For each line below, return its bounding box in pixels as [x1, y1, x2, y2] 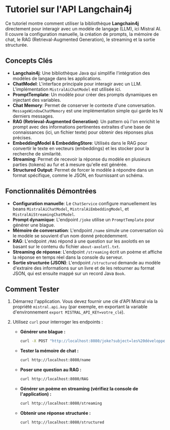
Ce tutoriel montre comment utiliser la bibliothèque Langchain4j [5, 20, 139, 26]
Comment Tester [5, 285, 60, 293]
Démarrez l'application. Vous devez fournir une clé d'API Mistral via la [12, 298, 158, 304]
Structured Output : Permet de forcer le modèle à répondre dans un [12, 167, 154, 173]
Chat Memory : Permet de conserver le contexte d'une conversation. [12, 102, 156, 108]
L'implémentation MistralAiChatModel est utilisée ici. [12, 86, 121, 92]
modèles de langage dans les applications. [12, 75, 102, 82]
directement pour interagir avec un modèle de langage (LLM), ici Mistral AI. [5, 25, 162, 31]
